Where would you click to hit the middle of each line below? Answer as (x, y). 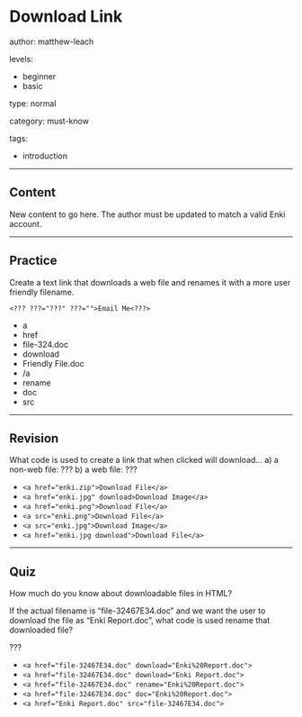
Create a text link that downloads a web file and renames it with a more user (150, 282)
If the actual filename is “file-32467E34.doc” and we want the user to (138, 611)
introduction (44, 156)
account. (26, 223)
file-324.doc (45, 344)
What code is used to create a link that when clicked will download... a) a (144, 460)
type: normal (33, 103)
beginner (39, 76)
